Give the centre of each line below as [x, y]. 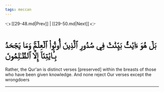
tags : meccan [18, 9]
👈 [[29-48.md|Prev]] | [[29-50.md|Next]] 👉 [51, 23]
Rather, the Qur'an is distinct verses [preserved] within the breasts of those [81, 69]
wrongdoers [17, 79]
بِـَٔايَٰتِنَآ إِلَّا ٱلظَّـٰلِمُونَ [31, 55]
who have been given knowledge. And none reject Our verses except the [78, 74]
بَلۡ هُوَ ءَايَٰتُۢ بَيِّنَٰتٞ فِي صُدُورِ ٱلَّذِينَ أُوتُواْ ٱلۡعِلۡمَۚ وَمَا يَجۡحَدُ [81, 45]
